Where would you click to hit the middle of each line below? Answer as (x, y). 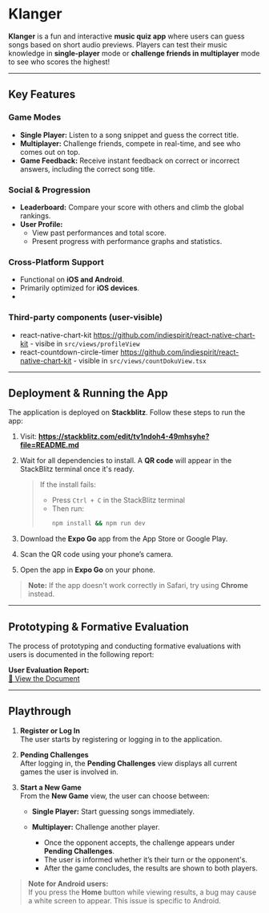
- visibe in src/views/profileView (85, 343)
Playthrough (40, 711)
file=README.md (49, 445)
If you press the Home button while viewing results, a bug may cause (142, 892)
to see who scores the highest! (59, 62)
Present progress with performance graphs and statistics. (127, 241)
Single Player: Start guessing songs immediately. (113, 811)
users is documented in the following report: (81, 655)
